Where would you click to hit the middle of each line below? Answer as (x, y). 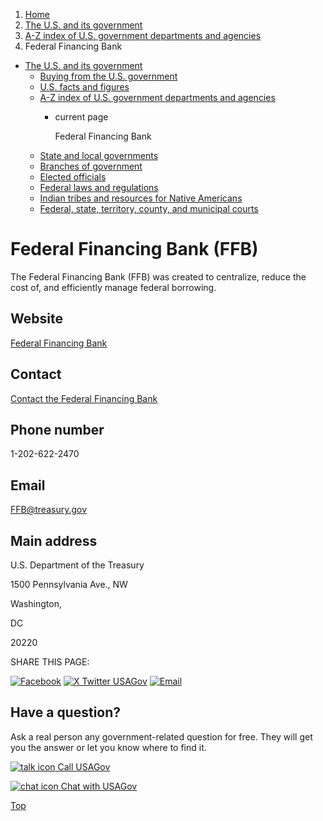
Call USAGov (84, 766)
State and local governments (99, 155)
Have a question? (66, 712)
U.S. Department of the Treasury (77, 565)
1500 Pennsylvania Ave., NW (69, 584)
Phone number (57, 429)
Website (36, 319)
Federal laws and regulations (99, 187)
